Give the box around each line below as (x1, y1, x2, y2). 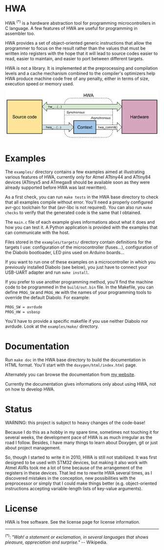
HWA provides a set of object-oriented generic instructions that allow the (5, 40, 152, 46)
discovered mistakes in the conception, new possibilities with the (5, 475, 136, 481)
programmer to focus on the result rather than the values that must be (5, 45, 146, 51)
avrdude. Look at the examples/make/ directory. (5, 323, 99, 329)
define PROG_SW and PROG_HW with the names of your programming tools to (5, 289, 152, 295)
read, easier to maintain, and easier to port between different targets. (5, 55, 144, 61)
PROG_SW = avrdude (5, 305, 42, 310)
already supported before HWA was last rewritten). (5, 184, 107, 190)
